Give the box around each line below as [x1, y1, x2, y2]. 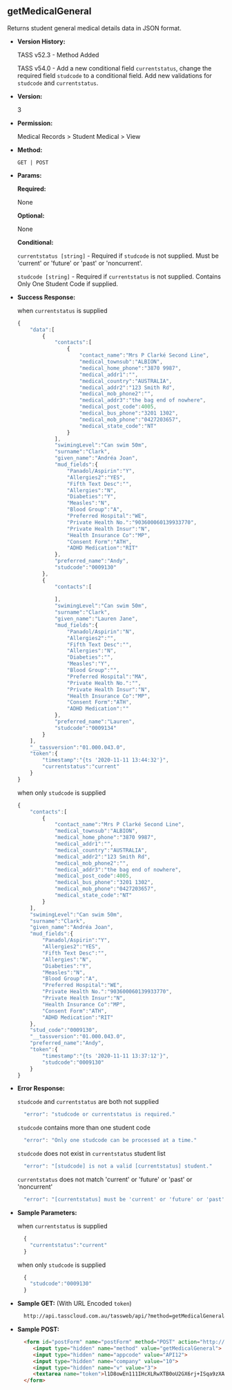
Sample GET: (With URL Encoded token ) [17, 1299, 133, 1308]
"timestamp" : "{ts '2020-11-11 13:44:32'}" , [42, 757, 169, 764]
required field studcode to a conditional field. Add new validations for [17, 71, 213, 79]
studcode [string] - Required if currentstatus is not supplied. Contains [17, 272, 221, 281]
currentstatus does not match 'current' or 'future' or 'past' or [17, 1175, 193, 1184]
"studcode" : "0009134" [54, 724, 117, 731]
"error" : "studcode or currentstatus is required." [23, 1111, 175, 1118]
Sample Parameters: [17, 1208, 77, 1217]
